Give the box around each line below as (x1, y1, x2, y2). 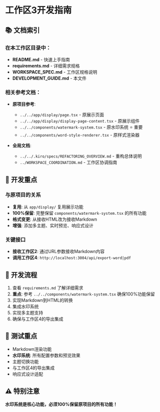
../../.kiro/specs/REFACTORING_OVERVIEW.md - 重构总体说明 (19, 153, 142, 159)
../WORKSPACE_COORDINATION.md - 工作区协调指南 (19, 159, 118, 165)
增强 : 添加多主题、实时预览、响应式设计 (12, 222, 93, 228)
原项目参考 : (12, 101, 36, 107)
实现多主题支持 (12, 309, 43, 315)
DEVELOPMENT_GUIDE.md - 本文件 (12, 75, 87, 81)
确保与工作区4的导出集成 (12, 316, 64, 322)
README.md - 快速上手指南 (12, 56, 71, 62)
